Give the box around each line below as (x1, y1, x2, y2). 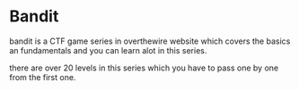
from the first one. (9, 71, 76, 82)
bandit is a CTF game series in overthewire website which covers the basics (9, 36, 291, 46)
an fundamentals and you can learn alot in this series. (9, 45, 207, 55)
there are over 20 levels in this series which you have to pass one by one (9, 62, 279, 73)
